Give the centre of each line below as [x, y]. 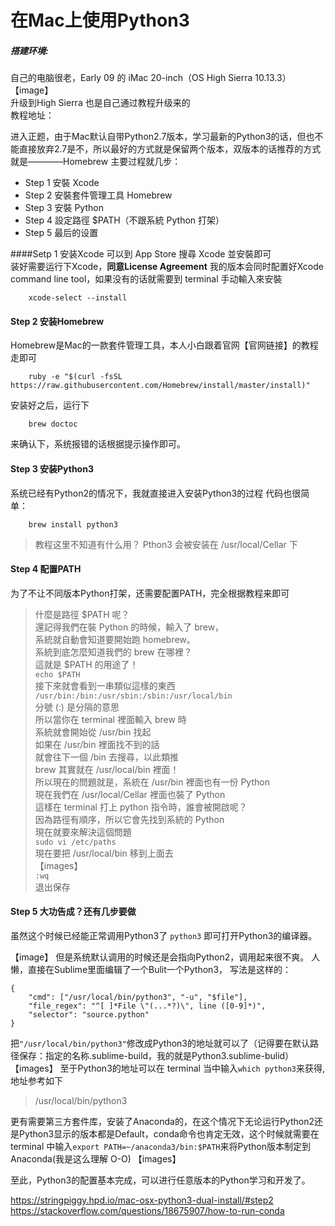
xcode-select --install [78, 298]
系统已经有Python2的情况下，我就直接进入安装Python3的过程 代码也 [151, 493]
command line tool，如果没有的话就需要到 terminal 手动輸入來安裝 [146, 279]
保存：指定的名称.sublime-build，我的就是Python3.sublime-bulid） [156, 1055]
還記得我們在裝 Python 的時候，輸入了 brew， [129, 627]
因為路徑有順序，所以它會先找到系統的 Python [129, 819]
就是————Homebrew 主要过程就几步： [96, 162]
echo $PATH [57, 674]
